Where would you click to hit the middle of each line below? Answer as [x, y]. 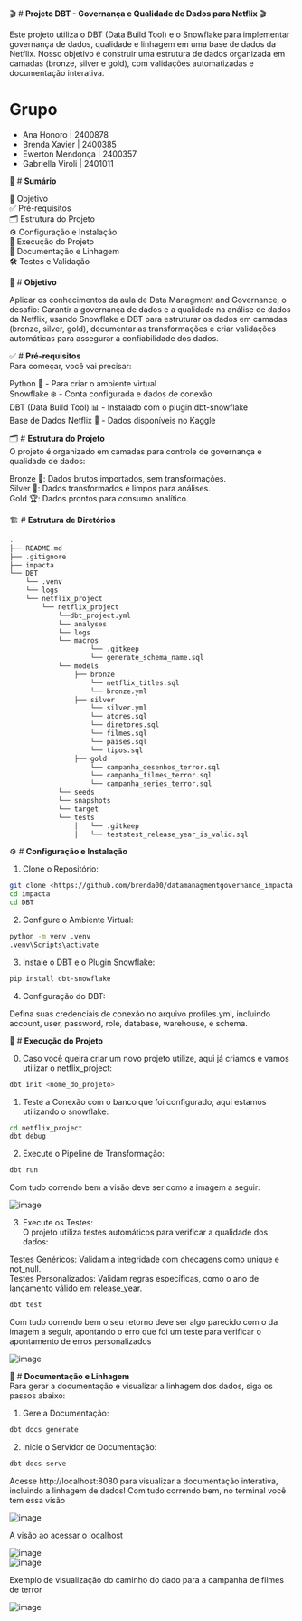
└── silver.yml [118, 708]
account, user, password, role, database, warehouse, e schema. [129, 1023]
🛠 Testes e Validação [50, 261]
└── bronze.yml [118, 691]
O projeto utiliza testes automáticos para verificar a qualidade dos [145, 1232]
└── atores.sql [118, 717]
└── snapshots [84, 801]
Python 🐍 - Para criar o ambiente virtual [83, 383]
